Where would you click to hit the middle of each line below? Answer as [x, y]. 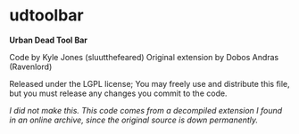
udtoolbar [46, 16]
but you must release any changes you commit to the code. [118, 93]
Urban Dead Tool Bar [48, 40]
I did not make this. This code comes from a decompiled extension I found [146, 110]
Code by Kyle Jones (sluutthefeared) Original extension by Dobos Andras [144, 57]
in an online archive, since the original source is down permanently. [134, 120]
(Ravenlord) [31, 67]
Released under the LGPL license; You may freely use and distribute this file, [149, 83]
